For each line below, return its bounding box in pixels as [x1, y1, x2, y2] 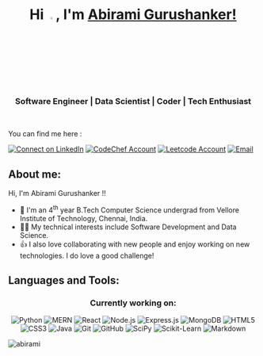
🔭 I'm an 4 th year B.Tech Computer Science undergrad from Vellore [19, 204, 240, 215]
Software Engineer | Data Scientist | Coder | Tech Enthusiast [14, 95, 252, 106]
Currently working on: [90, 297, 177, 308]
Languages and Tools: [8, 274, 120, 287]
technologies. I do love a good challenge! [19, 251, 154, 260]
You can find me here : [8, 129, 82, 139]
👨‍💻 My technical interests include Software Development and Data [19, 222, 237, 232]
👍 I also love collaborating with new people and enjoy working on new [19, 239, 250, 249]
